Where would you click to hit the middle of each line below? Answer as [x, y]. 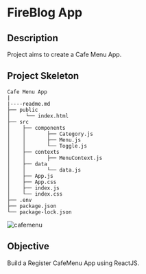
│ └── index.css [35, 194]
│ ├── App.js [30, 176]
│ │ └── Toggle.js [47, 146]
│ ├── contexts [33, 152]
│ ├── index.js [33, 188]
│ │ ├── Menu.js [44, 140]
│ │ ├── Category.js [50, 134]
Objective [28, 246]
